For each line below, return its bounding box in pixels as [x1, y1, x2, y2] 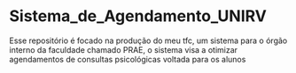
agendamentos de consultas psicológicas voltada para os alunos [9, 54, 246, 64]
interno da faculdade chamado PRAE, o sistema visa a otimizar [9, 44, 238, 55]
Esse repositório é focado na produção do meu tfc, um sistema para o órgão [9, 35, 288, 46]
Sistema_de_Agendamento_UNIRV [9, 6, 268, 26]
